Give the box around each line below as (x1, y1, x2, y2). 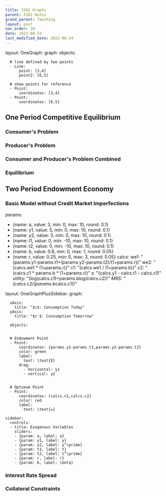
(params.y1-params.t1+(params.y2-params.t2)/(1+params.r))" (12, 259, 141, 265)
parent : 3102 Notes (5, 12, 47, 17)
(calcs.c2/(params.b (12, 280, 56, 287)
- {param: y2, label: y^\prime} (14, 442, 82, 447)
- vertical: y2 (23, 371, 56, 376)
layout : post (5, 21, 33, 27)
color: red (18, 398, 42, 403)
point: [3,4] (18, 68, 47, 74)
